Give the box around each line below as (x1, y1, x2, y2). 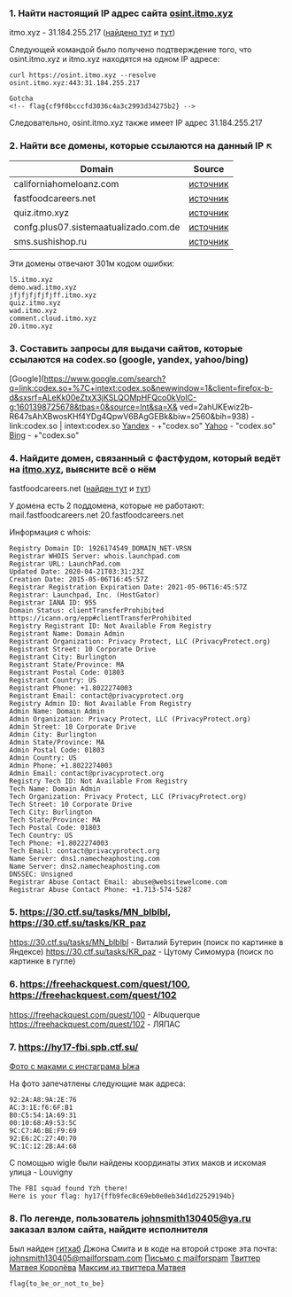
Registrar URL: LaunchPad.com (9, 559, 121, 569)
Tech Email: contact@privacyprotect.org (9, 847, 161, 856)
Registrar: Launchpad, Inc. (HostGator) (9, 590, 161, 600)
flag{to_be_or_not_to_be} (9, 1279, 104, 1288)
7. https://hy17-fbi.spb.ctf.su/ (9, 1041, 139, 1053)
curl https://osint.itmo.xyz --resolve (9, 71, 157, 80)
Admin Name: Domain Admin (9, 707, 104, 716)
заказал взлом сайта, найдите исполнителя (9, 1223, 209, 1235)
